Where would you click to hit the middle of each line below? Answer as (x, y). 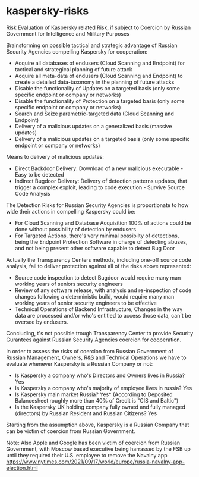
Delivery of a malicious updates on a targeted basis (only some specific (102, 139)
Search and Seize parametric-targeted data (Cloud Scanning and (94, 114)
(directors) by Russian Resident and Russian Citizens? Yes (86, 413)
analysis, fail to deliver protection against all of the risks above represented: (99, 266)
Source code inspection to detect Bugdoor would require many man (98, 277)
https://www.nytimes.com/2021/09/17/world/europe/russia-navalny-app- (96, 462)
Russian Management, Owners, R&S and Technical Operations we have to (96, 357)
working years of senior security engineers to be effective (86, 303)
